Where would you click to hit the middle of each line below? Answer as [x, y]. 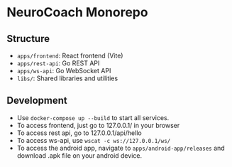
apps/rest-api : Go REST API [58, 63]
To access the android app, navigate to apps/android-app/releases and [121, 148]
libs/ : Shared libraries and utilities [67, 78]
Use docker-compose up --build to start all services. [93, 117]
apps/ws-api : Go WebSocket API [64, 71]
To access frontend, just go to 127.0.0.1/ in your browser [98, 125]
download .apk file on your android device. [79, 155]
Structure [28, 39]
